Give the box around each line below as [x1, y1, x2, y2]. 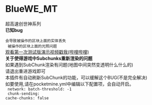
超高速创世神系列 [5, 20, 41, 27]
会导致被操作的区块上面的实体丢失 [5, 38, 66, 44]
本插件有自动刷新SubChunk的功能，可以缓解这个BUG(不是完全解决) [5, 74, 147, 80]
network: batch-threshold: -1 [7, 87, 72, 92]
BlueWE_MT [5, 3, 58, 15]
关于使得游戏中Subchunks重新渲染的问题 [5, 55, 93, 61]
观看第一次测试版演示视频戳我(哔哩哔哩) [5, 49, 89, 55]
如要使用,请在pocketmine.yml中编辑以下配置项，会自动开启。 [5, 80, 134, 87]
